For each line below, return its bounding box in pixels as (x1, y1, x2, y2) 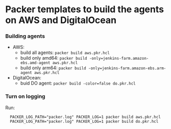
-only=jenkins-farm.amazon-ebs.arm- (88, 66, 166, 71)
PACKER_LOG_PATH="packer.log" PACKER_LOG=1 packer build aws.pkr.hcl (10, 114, 161, 119)
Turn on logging (5, 93, 45, 100)
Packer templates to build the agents (5, 4, 164, 15)
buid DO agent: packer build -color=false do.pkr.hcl (20, 80, 136, 86)
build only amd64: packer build (20, 55, 87, 61)
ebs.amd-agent (20, 60, 51, 66)
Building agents (5, 33, 45, 40)
